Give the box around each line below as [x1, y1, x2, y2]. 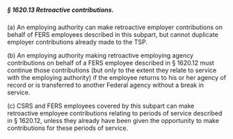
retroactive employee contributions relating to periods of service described [7, 108, 223, 117]
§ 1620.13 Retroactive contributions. [7, 6, 114, 14]
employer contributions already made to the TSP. [7, 38, 148, 46]
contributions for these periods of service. [7, 124, 129, 132]
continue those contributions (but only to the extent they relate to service [7, 66, 217, 74]
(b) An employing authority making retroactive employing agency [7, 51, 193, 59]
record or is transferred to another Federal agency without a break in [7, 81, 204, 89]
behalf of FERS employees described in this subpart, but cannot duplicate [7, 30, 219, 38]
